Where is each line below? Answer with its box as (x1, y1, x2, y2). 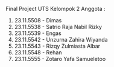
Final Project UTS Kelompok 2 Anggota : (5, 5, 106, 12)
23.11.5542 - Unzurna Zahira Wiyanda (14, 36, 108, 43)
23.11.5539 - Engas (14, 30, 62, 37)
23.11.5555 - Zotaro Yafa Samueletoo (14, 56, 106, 62)
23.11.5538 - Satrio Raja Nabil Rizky (14, 24, 102, 30)
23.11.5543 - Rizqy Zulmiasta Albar (14, 42, 101, 49)
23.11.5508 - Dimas (14, 17, 62, 24)
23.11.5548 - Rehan (14, 49, 62, 56)
